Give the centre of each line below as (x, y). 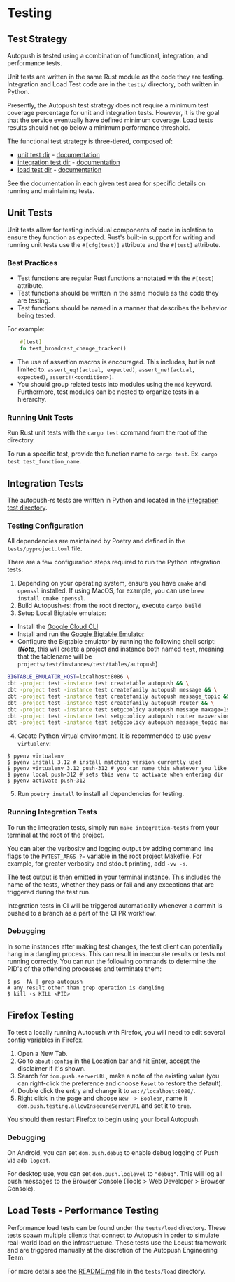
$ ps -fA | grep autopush (45, 982)
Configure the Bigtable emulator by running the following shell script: (116, 642)
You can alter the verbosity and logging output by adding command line (111, 848)
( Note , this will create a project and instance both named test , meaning (121, 649)
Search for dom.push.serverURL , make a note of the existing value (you (118, 1076)
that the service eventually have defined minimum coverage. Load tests (110, 120)
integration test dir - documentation (69, 162)
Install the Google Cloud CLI (58, 627)
